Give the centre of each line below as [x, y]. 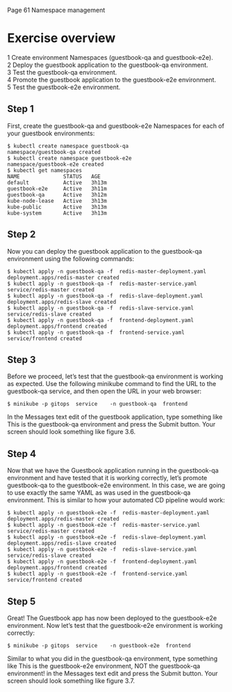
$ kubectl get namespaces [44, 170]
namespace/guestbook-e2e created [56, 164]
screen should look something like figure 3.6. [72, 432]
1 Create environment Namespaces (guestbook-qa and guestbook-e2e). [110, 57]
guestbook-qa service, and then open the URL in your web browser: [105, 391]
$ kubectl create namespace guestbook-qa [68, 146]
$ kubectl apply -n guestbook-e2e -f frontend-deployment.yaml [102, 562]
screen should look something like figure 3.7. [71, 681]
